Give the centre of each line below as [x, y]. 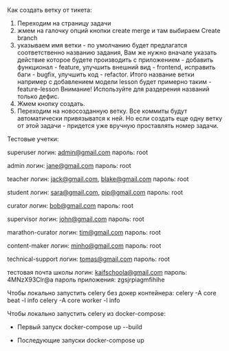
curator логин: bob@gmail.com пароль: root [70, 205]
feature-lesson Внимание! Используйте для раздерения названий [113, 89]
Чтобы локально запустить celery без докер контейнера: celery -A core [112, 293]
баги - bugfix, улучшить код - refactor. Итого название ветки [106, 74]
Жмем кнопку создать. [51, 104]
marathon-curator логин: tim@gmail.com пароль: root [84, 232]
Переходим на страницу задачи [64, 23]
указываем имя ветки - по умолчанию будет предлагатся [102, 45]
